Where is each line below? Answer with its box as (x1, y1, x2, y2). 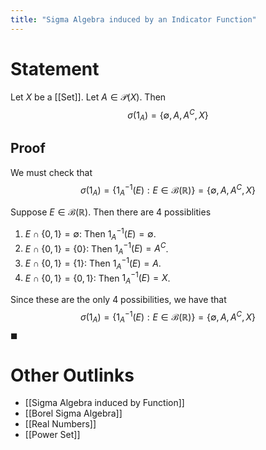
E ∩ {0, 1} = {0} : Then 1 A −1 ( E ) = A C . (24, 241, 169, 257)
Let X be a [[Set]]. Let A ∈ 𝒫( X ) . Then (10, 91, 167, 103)
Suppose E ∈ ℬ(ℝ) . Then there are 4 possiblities (10, 206, 212, 218)
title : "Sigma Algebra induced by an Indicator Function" (10, 14, 257, 25)
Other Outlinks (10, 364, 135, 386)
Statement (10, 57, 100, 80)
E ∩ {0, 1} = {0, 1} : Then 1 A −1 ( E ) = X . (24, 270, 171, 286)
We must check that (10, 166, 93, 178)
